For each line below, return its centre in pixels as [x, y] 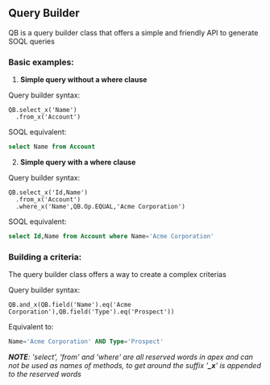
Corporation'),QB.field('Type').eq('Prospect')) [91, 312]
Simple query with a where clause [78, 162]
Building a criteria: [45, 257]
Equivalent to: [31, 327]
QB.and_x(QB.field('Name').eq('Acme [70, 305]
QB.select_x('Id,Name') [48, 192]
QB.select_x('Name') [43, 110]
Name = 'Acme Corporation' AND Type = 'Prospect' [86, 342]
